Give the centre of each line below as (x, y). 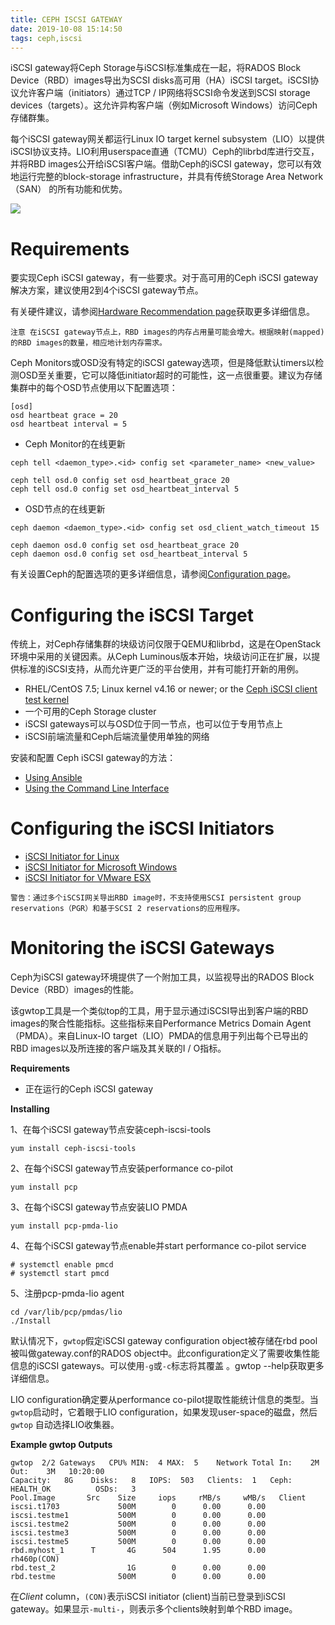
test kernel (47, 700)
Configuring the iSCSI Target (132, 615)
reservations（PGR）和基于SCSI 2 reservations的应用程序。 (127, 909)
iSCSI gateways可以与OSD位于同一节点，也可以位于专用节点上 (154, 724)
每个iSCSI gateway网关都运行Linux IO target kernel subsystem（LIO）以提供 (167, 139)
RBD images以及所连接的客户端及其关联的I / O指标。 (118, 1048)
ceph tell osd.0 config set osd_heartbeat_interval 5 (125, 489)
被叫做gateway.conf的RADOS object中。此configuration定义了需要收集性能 (165, 1353)
